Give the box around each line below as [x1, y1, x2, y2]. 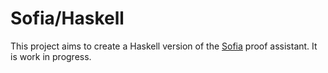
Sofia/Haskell [10, 7, 125, 30]
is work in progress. [10, 50, 92, 62]
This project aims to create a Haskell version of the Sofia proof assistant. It [10, 40, 318, 52]
